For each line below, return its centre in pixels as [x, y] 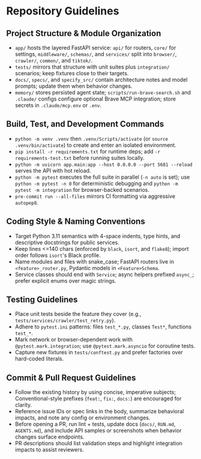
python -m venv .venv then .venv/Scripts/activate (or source [91, 138]
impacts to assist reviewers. [49, 450]
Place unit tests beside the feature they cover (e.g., [78, 314]
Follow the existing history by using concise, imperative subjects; [95, 392]
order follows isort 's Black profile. [58, 255]
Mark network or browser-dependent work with [74, 340]
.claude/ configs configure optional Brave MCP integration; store [95, 99]
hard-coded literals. [39, 359]
